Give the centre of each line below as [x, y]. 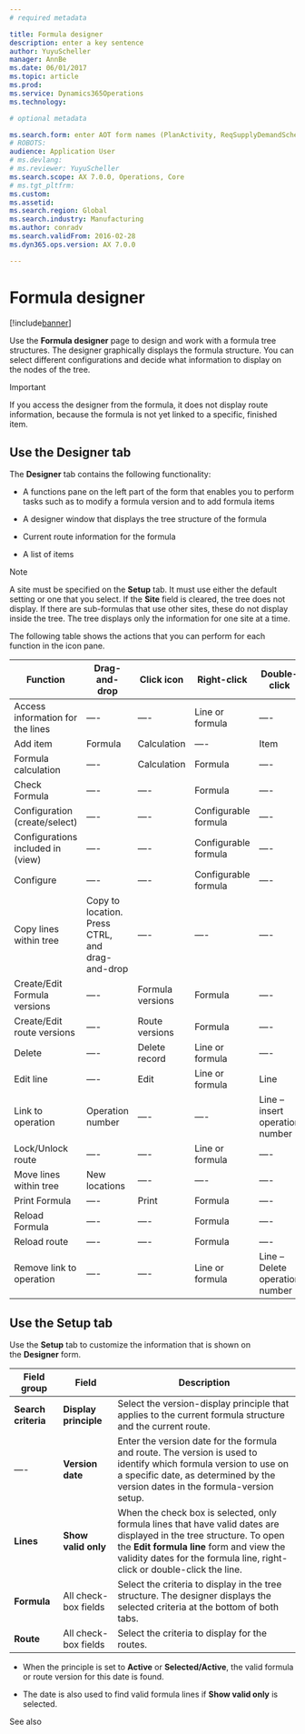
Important [28, 386]
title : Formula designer [56, 34]
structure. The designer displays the [195, 1596]
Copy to [103, 901]
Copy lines [37, 929]
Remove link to [45, 1268]
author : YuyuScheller [50, 51]
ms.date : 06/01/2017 [49, 68]
